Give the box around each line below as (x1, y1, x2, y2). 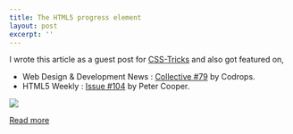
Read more (9, 115, 50, 126)
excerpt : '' (9, 29, 54, 38)
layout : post (9, 21, 58, 30)
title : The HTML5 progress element (9, 13, 142, 22)
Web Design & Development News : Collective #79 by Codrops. (21, 71, 256, 82)
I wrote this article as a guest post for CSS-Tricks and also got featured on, (9, 54, 284, 65)
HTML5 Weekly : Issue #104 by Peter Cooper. (21, 81, 190, 92)
